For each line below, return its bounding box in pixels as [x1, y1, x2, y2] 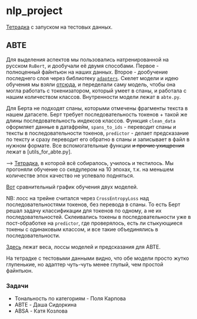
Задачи [6, 282, 29, 290]
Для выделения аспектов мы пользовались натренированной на [6, 56, 169, 63]
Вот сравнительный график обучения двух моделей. [6, 183, 138, 190]
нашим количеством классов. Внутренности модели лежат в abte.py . [6, 93, 181, 100]
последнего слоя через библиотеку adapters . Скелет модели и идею [6, 74, 179, 81]
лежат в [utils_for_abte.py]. [6, 148, 72, 155]
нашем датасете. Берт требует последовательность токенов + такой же [6, 111, 188, 118]
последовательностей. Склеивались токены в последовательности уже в [6, 213, 191, 220]
